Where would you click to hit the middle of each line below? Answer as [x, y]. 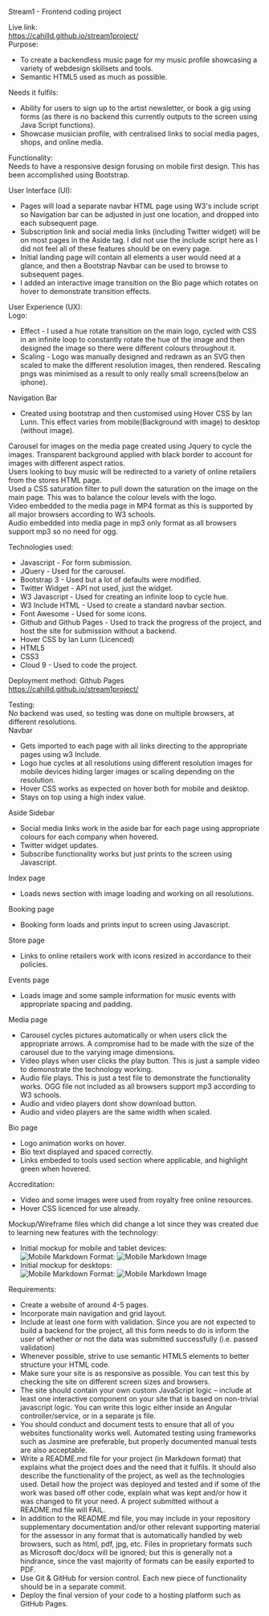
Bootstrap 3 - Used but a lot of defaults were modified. [110, 579]
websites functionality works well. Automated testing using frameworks [138, 1433]
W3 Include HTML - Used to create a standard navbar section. [123, 605]
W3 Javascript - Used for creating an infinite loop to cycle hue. [124, 597]
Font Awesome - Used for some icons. [83, 614]
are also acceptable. [54, 1450]
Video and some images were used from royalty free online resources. [137, 1200]
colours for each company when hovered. [89, 837]
